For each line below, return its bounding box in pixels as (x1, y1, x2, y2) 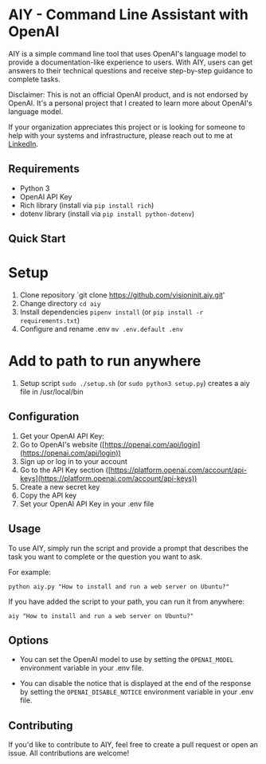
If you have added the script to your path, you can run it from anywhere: (8, 597, 245, 606)
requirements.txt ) (19, 316, 80, 325)
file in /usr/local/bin (19, 387, 84, 396)
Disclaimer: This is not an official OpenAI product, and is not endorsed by (8, 89, 248, 99)
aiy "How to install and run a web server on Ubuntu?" (8, 612, 194, 620)
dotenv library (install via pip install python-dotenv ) (19, 209, 195, 219)
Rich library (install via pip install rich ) (19, 200, 155, 210)
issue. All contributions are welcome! (8, 748, 130, 758)
